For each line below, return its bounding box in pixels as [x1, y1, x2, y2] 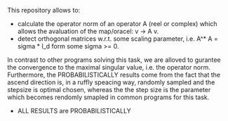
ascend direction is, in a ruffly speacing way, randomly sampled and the [7, 78, 215, 87]
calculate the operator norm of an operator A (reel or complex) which [17, 20, 217, 27]
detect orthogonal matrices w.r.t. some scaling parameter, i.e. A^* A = [17, 34, 219, 43]
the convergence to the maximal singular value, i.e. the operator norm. [7, 63, 210, 71]
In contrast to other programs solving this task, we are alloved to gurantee [7, 56, 221, 64]
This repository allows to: [7, 6, 81, 14]
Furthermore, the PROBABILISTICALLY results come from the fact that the [7, 70, 221, 79]
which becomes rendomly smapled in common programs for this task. [7, 93, 210, 101]
